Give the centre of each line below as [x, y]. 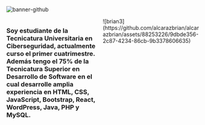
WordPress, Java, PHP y [43, 107]
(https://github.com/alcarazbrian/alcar [151, 28]
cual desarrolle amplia [40, 84]
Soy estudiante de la [37, 31]
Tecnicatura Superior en [43, 69]
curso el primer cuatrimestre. [51, 53]
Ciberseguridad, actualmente [51, 46]
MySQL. [19, 115]
